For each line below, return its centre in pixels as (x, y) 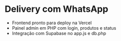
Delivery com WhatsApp (56, 9)
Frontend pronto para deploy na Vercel (52, 23)
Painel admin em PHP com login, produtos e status (64, 28)
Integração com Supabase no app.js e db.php (59, 33)
